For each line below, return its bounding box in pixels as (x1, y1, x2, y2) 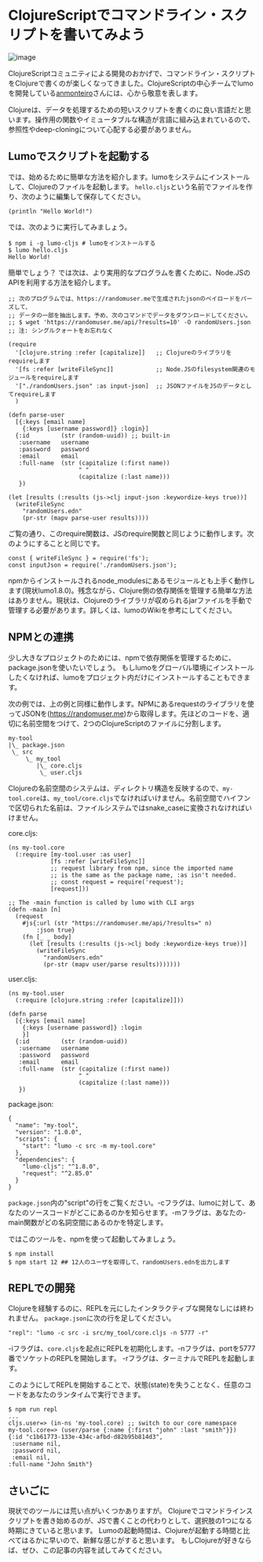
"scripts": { (15, 1135, 58, 1143)
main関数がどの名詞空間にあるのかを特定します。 (8, 1217, 168, 1227)
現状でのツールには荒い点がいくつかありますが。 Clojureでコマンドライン (8, 1506, 247, 1516)
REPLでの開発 (8, 1281, 76, 1294)
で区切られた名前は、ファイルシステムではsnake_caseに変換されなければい (8, 803, 253, 812)
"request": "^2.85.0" (22, 1170, 93, 1177)
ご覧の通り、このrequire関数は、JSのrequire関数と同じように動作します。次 (8, 528, 254, 538)
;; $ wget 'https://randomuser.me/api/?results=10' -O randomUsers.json (8, 318, 251, 326)
